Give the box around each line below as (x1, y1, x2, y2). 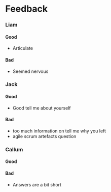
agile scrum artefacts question (12, 133, 77, 139)
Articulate (12, 45, 33, 51)
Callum (5, 146, 23, 153)
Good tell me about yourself (12, 105, 71, 111)
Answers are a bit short (12, 181, 62, 187)
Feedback (5, 3, 48, 15)
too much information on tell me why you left (12, 128, 106, 134)
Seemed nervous (12, 68, 49, 74)
